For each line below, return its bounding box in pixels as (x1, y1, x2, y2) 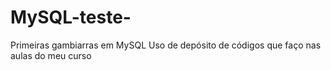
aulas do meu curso (10, 49, 92, 61)
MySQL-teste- (10, 6, 132, 29)
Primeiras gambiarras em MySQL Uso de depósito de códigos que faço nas (10, 39, 322, 51)
